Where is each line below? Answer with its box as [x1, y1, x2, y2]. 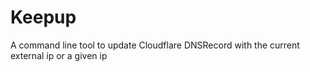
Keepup [10, 6, 77, 29]
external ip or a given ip [10, 49, 108, 61]
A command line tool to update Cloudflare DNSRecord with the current [10, 39, 300, 51]
